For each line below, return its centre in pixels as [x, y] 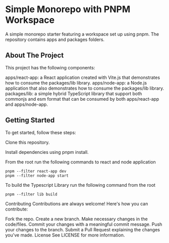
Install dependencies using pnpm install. [47, 152]
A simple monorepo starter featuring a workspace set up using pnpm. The [82, 34]
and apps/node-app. [26, 104]
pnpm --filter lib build [31, 194]
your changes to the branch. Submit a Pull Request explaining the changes [83, 229]
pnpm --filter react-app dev [36, 171]
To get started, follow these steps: [41, 132]
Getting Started [30, 120]
